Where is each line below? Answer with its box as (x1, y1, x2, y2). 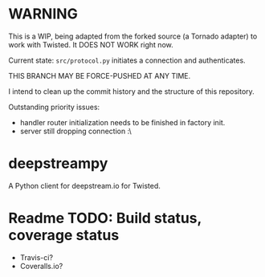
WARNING (8, 5, 78, 23)
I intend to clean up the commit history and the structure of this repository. (8, 86, 255, 96)
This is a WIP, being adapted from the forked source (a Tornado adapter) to (8, 31, 258, 41)
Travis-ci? (19, 252, 54, 262)
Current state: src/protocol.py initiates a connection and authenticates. (8, 55, 247, 65)
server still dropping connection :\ (19, 126, 132, 136)
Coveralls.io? (19, 261, 63, 271)
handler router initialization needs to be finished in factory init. (19, 117, 226, 127)
